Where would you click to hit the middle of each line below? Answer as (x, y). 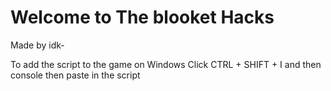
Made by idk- (37, 45)
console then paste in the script (75, 75)
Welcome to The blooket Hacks (142, 17)
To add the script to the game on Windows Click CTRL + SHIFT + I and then (166, 64)
